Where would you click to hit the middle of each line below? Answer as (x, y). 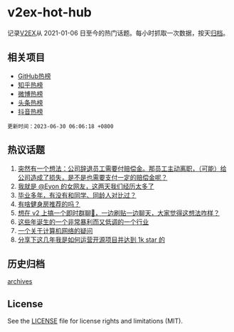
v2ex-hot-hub (50, 12)
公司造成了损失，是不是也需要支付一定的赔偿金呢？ (92, 177)
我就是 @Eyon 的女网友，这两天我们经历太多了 (86, 186)
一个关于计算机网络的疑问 (55, 230)
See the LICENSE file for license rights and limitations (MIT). (95, 321)
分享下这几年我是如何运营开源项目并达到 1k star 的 (91, 240)
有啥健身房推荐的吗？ (49, 204)
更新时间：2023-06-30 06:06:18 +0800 (60, 126)
